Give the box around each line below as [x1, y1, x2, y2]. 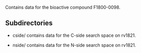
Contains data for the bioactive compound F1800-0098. [5, 5, 120, 10]
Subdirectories [5, 19, 53, 27]
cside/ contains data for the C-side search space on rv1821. [12, 32, 136, 38]
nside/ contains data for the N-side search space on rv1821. [12, 42, 136, 48]
